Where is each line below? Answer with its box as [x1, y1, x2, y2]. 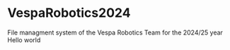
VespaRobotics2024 [7, 5, 131, 21]
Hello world [7, 35, 41, 44]
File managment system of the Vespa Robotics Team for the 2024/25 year [7, 28, 223, 37]
